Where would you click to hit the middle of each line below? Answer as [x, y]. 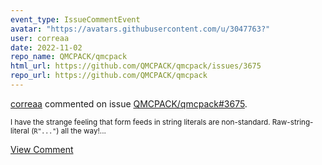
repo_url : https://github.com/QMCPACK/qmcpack [109, 76]
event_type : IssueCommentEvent [75, 19]
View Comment [42, 149]
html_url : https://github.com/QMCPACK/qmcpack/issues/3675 [136, 66]
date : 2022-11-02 [46, 47]
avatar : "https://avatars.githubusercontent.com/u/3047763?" [140, 29]
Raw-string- [292, 122]
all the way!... [83, 131]
